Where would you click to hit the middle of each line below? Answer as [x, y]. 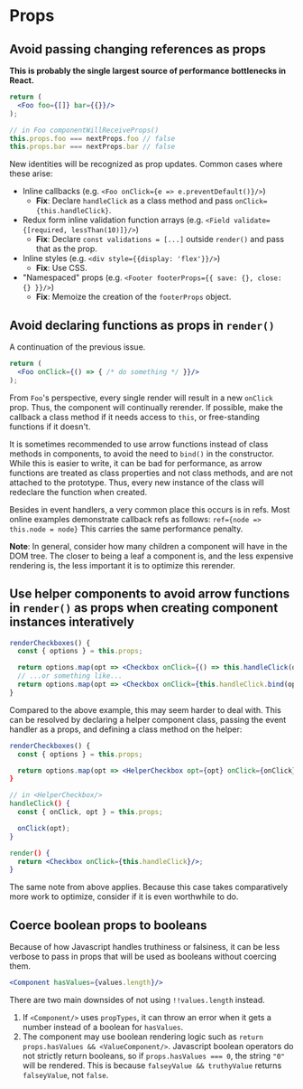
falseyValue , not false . [65, 1075]
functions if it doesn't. [50, 427]
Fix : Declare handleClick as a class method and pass [134, 201]
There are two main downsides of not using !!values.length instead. [138, 1000]
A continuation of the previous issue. [78, 347]
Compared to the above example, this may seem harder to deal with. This [145, 709]
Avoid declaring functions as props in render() [142, 325]
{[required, [45, 230]
